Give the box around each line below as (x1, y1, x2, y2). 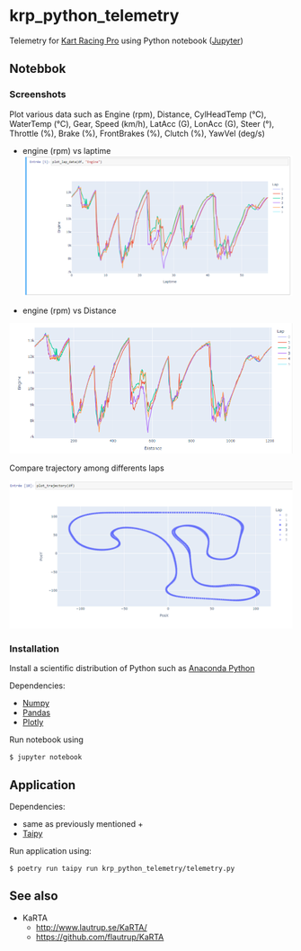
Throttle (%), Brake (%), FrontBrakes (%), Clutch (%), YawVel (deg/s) (9, 128, 265, 139)
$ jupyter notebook (9, 753, 83, 762)
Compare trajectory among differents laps (9, 462, 164, 473)
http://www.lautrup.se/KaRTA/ (35, 921, 148, 932)
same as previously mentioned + (22, 818, 144, 829)
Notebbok (9, 61, 66, 76)
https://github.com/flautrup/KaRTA (35, 931, 164, 942)
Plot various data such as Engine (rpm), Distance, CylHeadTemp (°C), (9, 109, 267, 120)
